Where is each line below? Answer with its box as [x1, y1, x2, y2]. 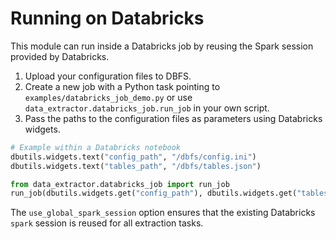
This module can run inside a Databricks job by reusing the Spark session [10, 40, 314, 52]
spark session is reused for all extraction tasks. [10, 217, 204, 229]
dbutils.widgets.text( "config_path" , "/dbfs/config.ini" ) [10, 152, 257, 162]
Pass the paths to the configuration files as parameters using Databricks [24, 112, 323, 124]
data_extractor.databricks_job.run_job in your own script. [24, 102, 270, 114]
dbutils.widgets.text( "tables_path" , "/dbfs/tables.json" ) [10, 161, 262, 171]
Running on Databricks [10, 7, 205, 30]
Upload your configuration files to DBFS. [24, 70, 192, 82]
